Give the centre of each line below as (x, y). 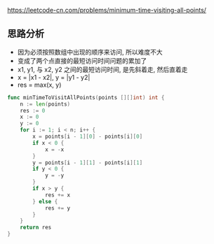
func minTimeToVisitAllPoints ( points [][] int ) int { (86, 97)
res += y (58, 208)
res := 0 (33, 110)
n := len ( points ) (45, 104)
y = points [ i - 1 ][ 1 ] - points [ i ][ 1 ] (88, 163)
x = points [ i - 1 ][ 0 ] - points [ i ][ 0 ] (88, 137)
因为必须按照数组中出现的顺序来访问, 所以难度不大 (90, 52)
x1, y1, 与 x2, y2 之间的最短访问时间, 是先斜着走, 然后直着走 (102, 69)
